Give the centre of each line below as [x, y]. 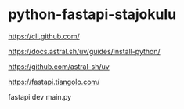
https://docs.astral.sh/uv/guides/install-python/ [84, 51]
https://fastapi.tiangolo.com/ [54, 82]
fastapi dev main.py [40, 96]
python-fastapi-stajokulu [92, 15]
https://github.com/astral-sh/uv [59, 66]
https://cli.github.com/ [44, 36]
